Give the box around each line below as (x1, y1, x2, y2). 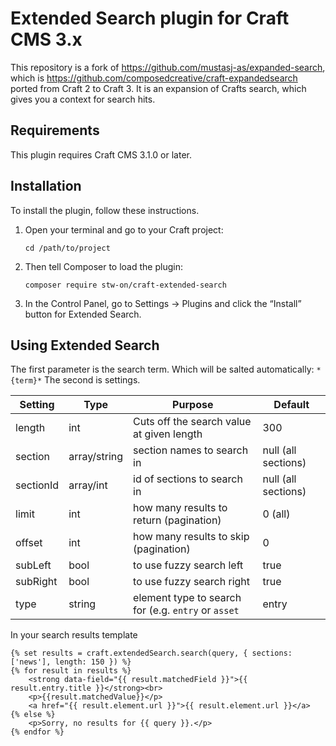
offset (15, 536, 43, 550)
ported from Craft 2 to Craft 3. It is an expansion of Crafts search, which (10, 82, 307, 94)
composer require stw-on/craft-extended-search (24, 280, 227, 290)
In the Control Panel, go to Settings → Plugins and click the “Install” (24, 297, 302, 309)
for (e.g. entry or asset (133, 603, 240, 617)
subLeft (15, 558, 52, 572)
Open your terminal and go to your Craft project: (24, 223, 224, 236)
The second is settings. (44, 374, 141, 386)
